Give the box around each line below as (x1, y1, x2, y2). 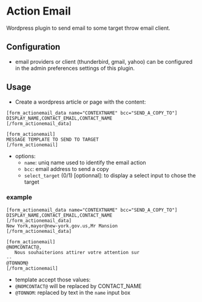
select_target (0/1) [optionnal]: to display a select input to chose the (24, 172, 196, 179)
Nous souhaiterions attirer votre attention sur (14, 249, 140, 255)
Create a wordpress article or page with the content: (15, 98, 146, 106)
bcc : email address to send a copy (24, 165, 109, 172)
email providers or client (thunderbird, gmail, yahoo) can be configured (15, 58, 193, 65)
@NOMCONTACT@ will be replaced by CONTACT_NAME (15, 282, 142, 289)
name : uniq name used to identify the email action (24, 159, 147, 166)
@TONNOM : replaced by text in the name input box (15, 289, 130, 296)
